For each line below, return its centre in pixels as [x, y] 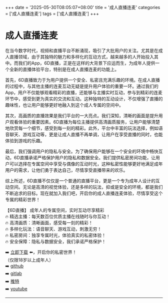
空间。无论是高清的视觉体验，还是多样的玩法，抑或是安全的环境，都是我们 [86, 187]
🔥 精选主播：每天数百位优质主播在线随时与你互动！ [58, 216]
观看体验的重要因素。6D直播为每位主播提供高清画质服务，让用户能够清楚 [84, 122]
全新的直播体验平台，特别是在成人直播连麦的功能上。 [64, 69]
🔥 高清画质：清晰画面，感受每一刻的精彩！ [49, 222]
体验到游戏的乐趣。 [25, 140]
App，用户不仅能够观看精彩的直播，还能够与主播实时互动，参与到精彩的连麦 [84, 92]
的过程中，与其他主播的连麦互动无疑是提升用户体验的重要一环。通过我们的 [82, 86]
